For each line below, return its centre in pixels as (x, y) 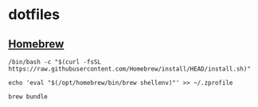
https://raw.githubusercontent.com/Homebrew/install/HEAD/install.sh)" (129, 69)
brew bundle (28, 97)
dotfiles (34, 15)
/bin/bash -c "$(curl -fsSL (55, 62)
